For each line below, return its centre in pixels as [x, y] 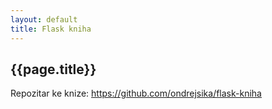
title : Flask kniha [51, 29]
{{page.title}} [53, 69]
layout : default [44, 19]
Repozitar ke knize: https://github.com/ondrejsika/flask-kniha [136, 93]
